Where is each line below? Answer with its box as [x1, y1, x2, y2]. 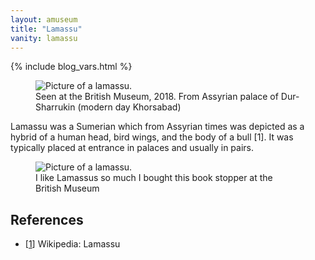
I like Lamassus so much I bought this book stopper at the [35, 172, 273, 184]
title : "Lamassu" [10, 24, 83, 34]
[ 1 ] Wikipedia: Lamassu [24, 238, 121, 250]
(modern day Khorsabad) [77, 101, 182, 113]
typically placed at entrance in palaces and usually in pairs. [10, 142, 254, 154]
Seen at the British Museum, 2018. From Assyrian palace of [35, 91, 279, 103]
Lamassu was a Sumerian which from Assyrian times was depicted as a [10, 121, 305, 133]
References [10, 211, 84, 228]
